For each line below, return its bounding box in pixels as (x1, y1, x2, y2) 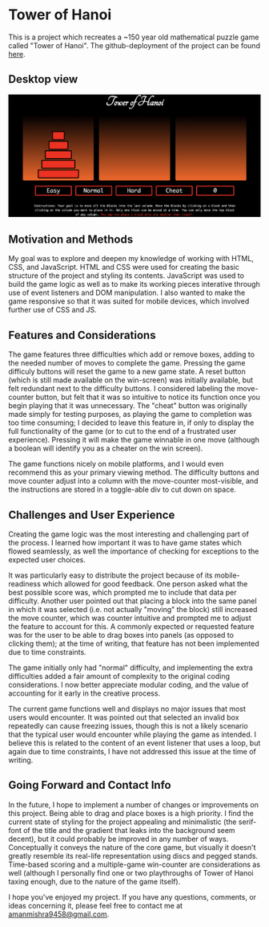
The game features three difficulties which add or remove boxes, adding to (8, 349, 255, 359)
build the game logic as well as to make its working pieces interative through (8, 280, 260, 289)
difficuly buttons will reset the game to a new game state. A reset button (8, 367, 247, 377)
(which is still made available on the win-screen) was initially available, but (8, 375, 254, 385)
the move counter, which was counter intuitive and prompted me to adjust (8, 613, 252, 623)
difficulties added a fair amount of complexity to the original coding (8, 672, 231, 681)
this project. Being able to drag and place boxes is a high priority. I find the (8, 808, 254, 818)
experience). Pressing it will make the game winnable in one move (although (8, 435, 260, 445)
